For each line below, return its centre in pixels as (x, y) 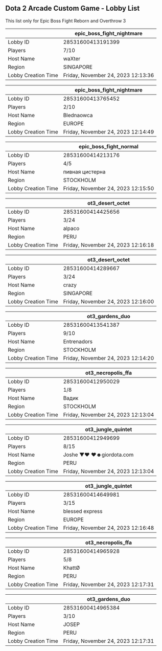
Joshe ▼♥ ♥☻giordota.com (98, 455)
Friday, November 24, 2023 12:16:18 (109, 245)
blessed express (83, 511)
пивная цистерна (84, 172)
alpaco (71, 228)
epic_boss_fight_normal (109, 146)
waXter (72, 58)
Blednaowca (78, 115)
